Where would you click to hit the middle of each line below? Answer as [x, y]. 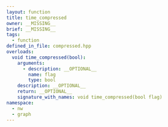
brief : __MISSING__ [31, 29]
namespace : [20, 103]
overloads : [20, 52]
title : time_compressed [37, 18]
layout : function [28, 12]
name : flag [42, 74]
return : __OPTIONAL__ [45, 92]
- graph [22, 114]
